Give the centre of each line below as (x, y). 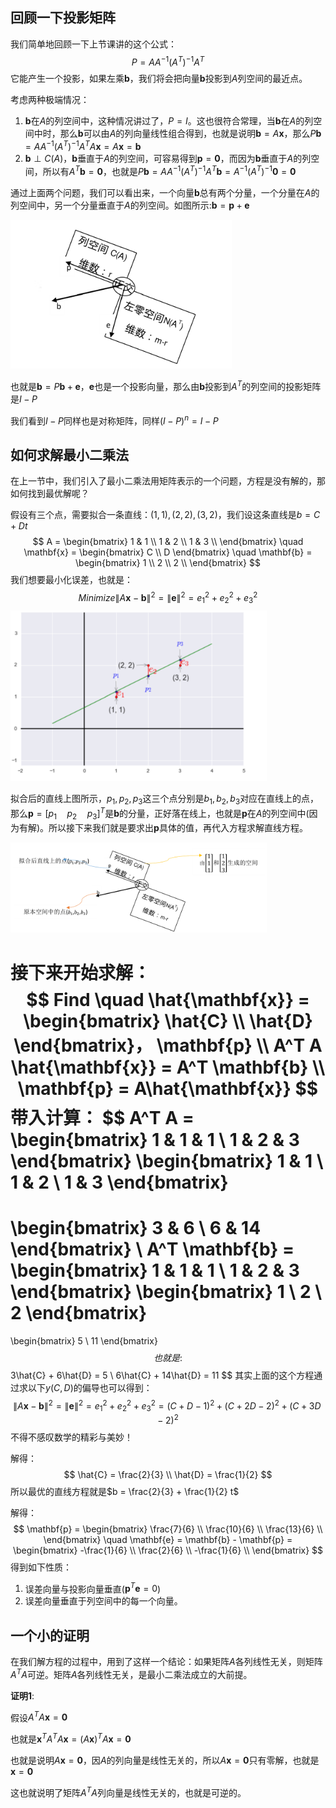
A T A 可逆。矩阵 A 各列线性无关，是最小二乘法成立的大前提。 (131, 1673)
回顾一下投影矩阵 (63, 18)
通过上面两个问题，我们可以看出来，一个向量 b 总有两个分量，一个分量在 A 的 (165, 192)
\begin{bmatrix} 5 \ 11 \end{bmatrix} (84, 1340)
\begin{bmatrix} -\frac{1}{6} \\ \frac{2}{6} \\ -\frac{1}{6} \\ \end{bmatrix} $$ (168, 1550)
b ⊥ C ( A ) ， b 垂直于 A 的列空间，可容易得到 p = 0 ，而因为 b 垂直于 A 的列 (168, 159)
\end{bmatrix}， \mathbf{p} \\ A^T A (168, 1045)
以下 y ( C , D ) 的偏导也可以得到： (90, 1387)
